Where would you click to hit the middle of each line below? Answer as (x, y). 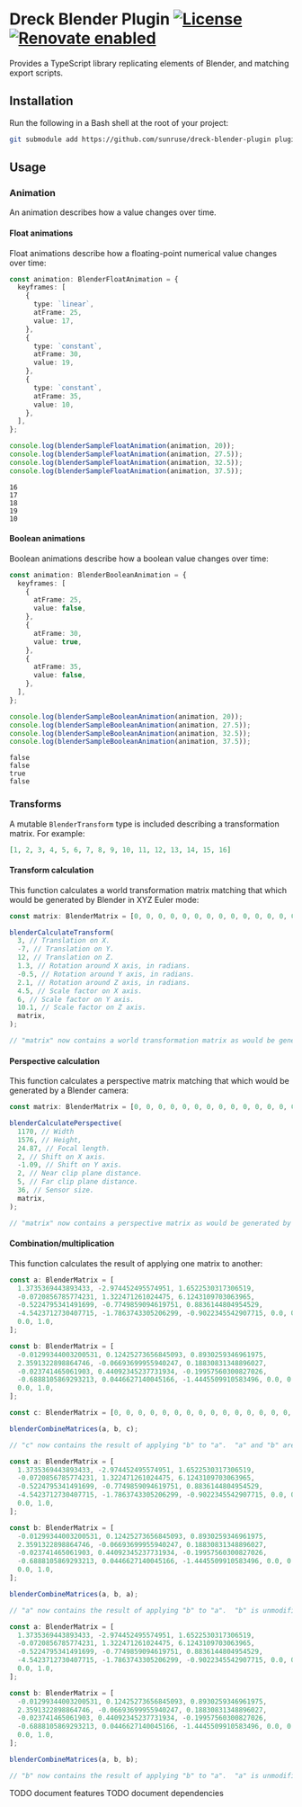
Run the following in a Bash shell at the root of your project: (119, 122)
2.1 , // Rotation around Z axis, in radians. (104, 982)
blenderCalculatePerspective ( (66, 1123)
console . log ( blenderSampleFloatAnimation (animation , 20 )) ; (122, 446)
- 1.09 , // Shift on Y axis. (70, 1165)
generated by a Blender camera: (69, 1091)
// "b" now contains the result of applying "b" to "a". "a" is (134, 1776)
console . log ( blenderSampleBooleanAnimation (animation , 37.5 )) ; (130, 742)
